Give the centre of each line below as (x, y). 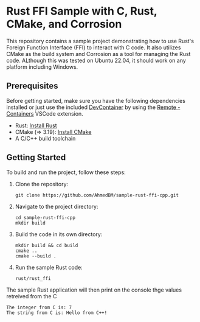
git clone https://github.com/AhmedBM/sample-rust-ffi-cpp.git (97, 195)
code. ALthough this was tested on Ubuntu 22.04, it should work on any (96, 60)
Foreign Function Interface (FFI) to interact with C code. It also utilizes (94, 47)
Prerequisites (32, 86)
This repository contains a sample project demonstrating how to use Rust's (100, 41)
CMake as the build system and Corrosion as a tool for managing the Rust (98, 54)
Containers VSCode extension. (45, 113)
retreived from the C (32, 296)
